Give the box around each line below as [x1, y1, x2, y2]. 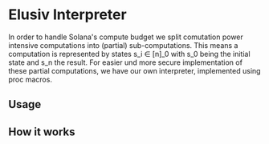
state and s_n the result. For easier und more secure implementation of [8, 58, 243, 67]
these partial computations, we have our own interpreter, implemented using [8, 66, 261, 75]
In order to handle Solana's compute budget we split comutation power [8, 32, 243, 42]
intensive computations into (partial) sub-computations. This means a [8, 40, 238, 50]
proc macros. [8, 74, 52, 84]
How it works [8, 125, 75, 138]
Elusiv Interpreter [8, 6, 127, 24]
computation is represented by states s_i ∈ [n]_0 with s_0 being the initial [8, 49, 251, 58]
